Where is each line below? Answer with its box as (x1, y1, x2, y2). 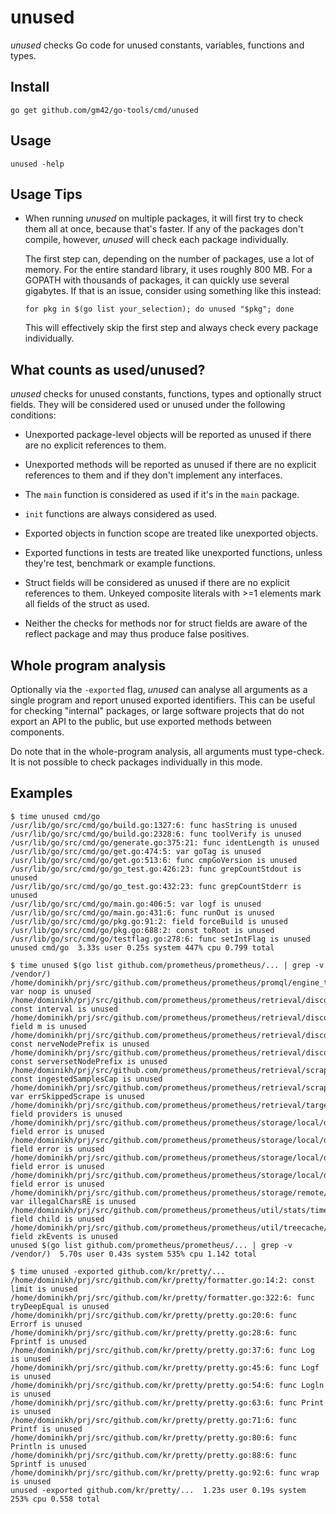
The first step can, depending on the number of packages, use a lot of (24, 253, 315, 265)
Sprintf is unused (10, 1459, 87, 1469)
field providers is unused (10, 1109, 123, 1119)
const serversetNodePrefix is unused (10, 1056, 168, 1066)
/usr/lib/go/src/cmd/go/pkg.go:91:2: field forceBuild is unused (10, 916, 288, 926)
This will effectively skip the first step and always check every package (24, 322, 319, 334)
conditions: (10, 409, 57, 421)
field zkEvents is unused (10, 1231, 118, 1241)
